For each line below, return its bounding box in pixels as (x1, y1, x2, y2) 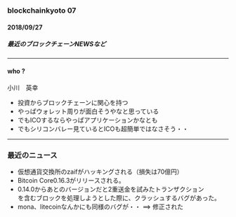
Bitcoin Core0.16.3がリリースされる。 (17, 176, 125, 184)
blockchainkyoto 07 (7, 6, 77, 15)
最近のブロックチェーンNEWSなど (7, 40, 107, 48)
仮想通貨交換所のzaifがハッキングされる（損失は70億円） (17, 167, 184, 176)
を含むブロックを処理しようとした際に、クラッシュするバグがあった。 (17, 193, 221, 202)
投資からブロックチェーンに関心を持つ (17, 98, 129, 106)
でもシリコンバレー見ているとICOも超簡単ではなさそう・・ (17, 125, 189, 133)
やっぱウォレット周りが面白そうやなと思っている (17, 107, 159, 115)
